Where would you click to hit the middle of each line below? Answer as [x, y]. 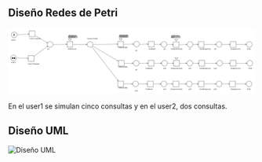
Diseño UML [38, 131]
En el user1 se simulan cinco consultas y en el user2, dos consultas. [118, 106]
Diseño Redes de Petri [63, 13]
